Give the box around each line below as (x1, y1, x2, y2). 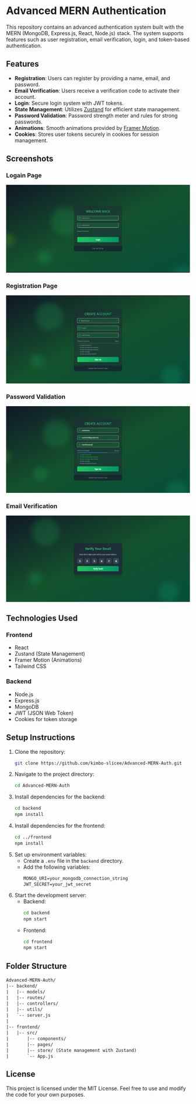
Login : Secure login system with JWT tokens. (14, 100, 124, 107)
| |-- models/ (6, 989, 45, 995)
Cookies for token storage (14, 715, 78, 722)
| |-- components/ (6, 1036, 66, 1042)
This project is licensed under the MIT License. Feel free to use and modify (6, 1085, 186, 1092)
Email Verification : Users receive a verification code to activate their (14, 87, 180, 94)
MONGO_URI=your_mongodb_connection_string (23, 875, 128, 882)
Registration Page (6, 282, 58, 290)
